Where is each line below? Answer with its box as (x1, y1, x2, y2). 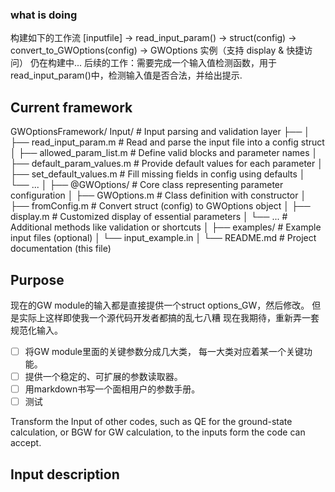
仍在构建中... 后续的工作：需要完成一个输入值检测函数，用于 (29, 57, 277, 69)
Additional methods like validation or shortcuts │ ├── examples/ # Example (10, 221, 322, 233)
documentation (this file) (10, 243, 112, 255)
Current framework (10, 99, 133, 116)
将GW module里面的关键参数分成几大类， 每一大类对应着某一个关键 (24, 345, 304, 357)
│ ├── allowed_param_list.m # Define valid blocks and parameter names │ (10, 147, 318, 159)
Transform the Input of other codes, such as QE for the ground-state (10, 416, 293, 428)
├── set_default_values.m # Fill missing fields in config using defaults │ (10, 168, 306, 180)
